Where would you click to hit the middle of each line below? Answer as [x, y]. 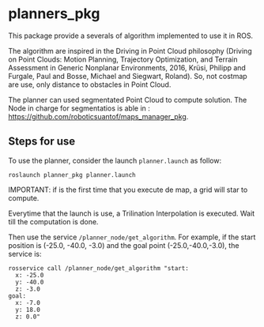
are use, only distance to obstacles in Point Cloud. [90, 85]
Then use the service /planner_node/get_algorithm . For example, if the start [132, 237]
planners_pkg [54, 14]
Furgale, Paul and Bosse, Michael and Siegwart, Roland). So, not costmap [128, 76]
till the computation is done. [53, 221]
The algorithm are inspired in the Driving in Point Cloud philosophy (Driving [130, 51]
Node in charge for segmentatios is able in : [79, 108]
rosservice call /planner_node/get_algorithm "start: [99, 268]
